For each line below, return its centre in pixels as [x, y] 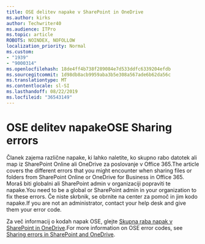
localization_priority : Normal [46, 46]
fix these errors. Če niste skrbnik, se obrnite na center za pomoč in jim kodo [102, 196]
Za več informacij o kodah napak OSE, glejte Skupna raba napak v [90, 221]
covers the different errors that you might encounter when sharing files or [99, 170]
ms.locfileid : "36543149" [39, 97]
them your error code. [34, 209]
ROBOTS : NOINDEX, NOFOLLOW [41, 40]
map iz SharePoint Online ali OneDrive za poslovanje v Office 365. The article [103, 164]
